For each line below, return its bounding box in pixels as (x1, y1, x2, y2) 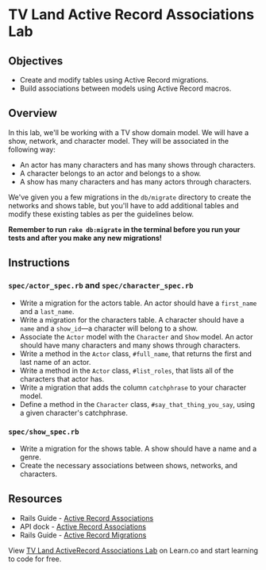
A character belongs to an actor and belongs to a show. (19, 169, 202, 178)
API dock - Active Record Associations (19, 522, 147, 531)
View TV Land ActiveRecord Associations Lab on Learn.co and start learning (8, 545, 259, 555)
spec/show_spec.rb (8, 428, 79, 436)
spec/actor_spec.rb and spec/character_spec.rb (8, 280, 194, 291)
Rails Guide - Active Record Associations (19, 513, 154, 522)
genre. (19, 452, 42, 462)
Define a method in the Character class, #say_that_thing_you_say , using (19, 399, 256, 409)
